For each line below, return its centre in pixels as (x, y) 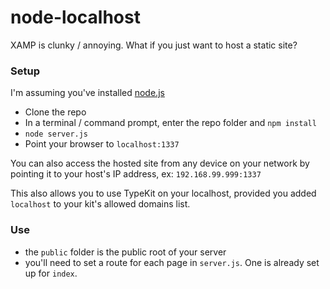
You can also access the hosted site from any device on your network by (160, 163)
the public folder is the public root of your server (125, 252)
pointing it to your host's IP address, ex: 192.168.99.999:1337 (136, 174)
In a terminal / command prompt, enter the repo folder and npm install (170, 123)
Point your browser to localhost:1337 (102, 144)
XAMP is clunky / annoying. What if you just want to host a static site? (154, 45)
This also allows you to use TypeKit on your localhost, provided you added (163, 193)
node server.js (56, 134)
